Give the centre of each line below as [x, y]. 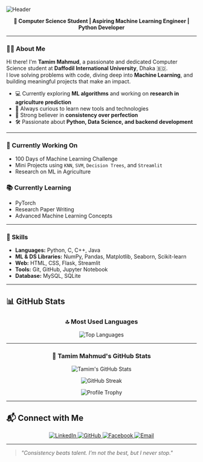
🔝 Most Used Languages [101, 321]
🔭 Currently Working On [42, 146]
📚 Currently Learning [39, 187]
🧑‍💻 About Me [26, 48]
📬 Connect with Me [45, 418]
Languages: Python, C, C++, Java [58, 250]
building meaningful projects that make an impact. [69, 82]
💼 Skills [17, 237]
